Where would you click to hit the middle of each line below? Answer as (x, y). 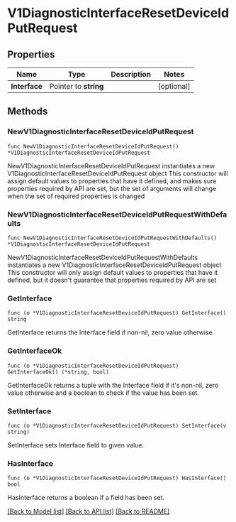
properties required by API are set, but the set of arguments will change (112, 188)
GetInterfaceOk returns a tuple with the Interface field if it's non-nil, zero (113, 385)
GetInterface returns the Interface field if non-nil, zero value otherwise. (111, 332)
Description (131, 74)
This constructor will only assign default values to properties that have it (113, 272)
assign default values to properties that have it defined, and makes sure (112, 181)
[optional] (174, 86)
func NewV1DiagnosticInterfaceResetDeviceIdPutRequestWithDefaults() (112, 238)
